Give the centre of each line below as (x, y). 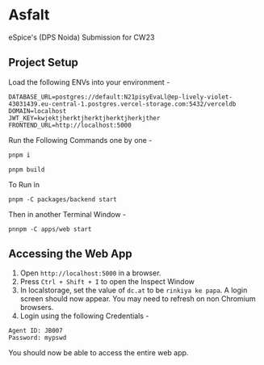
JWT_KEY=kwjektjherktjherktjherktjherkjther (84, 118)
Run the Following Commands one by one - (80, 140)
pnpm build (27, 170)
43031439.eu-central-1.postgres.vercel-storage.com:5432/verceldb (122, 104)
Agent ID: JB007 (36, 331)
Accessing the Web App (70, 254)
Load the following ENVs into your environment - (89, 82)
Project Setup (44, 63)
